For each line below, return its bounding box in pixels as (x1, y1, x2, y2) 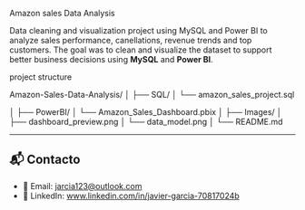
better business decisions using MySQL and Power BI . (9, 54, 213, 64)
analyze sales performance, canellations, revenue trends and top (9, 35, 252, 45)
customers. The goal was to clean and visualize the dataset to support (9, 44, 272, 55)
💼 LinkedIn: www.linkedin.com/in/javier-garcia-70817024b (22, 190, 241, 201)
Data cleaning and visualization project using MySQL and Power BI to (9, 25, 268, 35)
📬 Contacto (9, 152, 81, 167)
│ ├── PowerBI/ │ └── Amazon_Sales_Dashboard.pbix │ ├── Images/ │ (9, 107, 283, 117)
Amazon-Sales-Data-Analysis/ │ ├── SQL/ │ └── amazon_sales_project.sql (9, 90, 295, 100)
